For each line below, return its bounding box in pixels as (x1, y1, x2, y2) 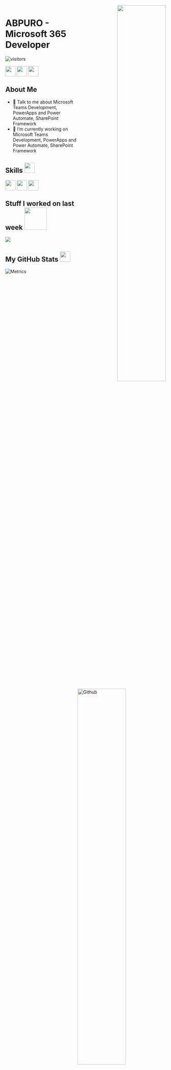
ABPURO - (5, 17, 49, 29)
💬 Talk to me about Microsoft (12, 99, 74, 105)
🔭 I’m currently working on (12, 126, 68, 132)
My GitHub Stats (5, 255, 59, 264)
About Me (5, 85, 37, 94)
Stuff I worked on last (5, 199, 75, 208)
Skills (5, 166, 23, 175)
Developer (5, 39, 50, 50)
